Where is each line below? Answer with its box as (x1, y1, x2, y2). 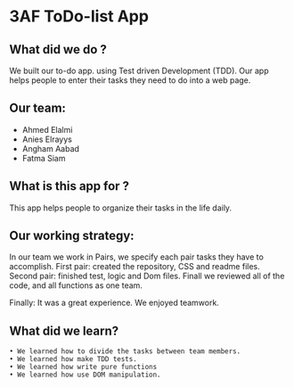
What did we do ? (9, 42, 107, 57)
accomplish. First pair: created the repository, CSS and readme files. (9, 261, 260, 272)
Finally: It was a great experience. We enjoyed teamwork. (9, 297, 220, 309)
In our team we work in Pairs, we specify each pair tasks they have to (9, 252, 265, 262)
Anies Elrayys (21, 134, 73, 144)
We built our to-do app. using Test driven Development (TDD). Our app (9, 65, 269, 76)
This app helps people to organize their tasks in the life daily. (9, 202, 233, 213)
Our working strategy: (9, 228, 135, 244)
